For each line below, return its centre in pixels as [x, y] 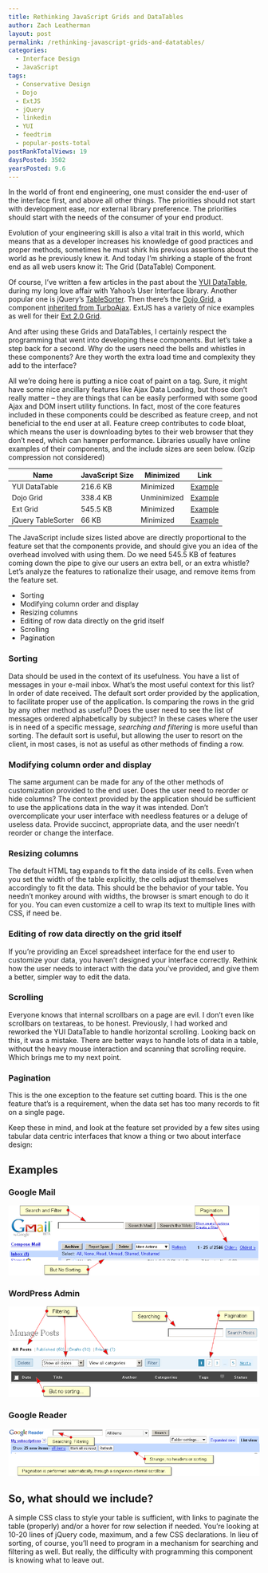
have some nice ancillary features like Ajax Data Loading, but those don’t [128, 389]
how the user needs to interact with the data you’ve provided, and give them [134, 968]
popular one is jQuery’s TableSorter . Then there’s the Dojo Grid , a [115, 299]
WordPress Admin [44, 1293]
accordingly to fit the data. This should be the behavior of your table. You [128, 888]
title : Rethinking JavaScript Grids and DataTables [96, 17]
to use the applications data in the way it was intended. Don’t [108, 807]
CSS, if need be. [35, 913]
